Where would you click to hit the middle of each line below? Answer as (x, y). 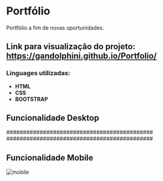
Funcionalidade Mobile (50, 158)
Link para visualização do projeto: (71, 47)
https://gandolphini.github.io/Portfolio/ (81, 56)
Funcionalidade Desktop (53, 118)
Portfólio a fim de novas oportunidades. (55, 28)
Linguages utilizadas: (38, 73)
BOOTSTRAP (31, 99)
